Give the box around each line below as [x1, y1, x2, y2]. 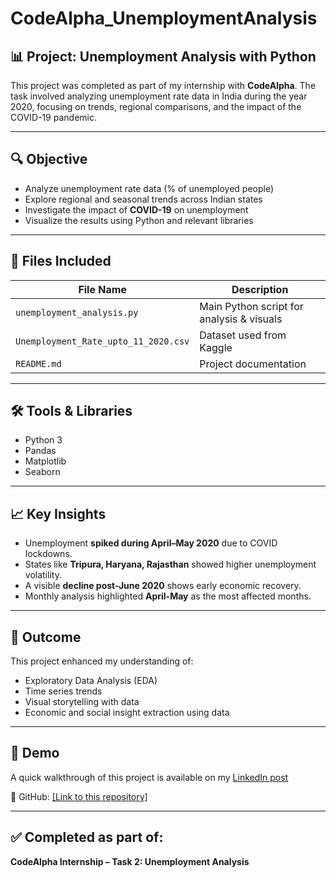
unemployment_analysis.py [15, 307, 139, 318]
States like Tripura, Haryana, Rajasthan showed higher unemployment [24, 558, 317, 571]
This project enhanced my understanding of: [10, 655, 194, 667]
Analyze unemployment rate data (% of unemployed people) [24, 182, 275, 194]
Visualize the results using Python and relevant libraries [24, 214, 254, 226]
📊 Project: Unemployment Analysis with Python [10, 48, 317, 65]
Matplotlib [24, 455, 67, 467]
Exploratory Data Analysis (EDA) [24, 675, 158, 687]
